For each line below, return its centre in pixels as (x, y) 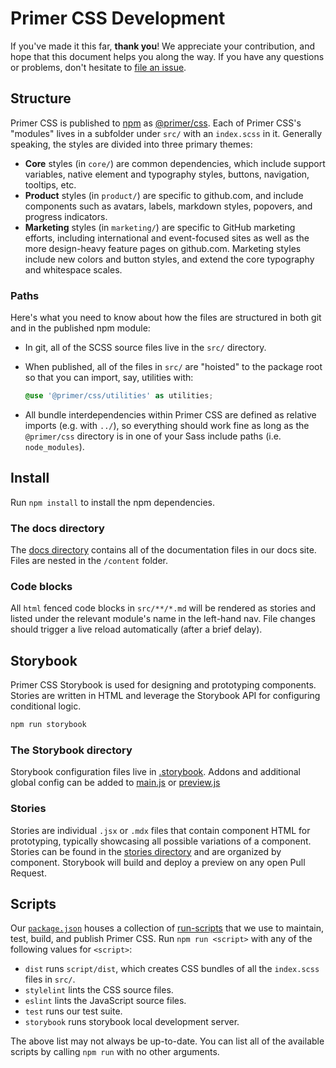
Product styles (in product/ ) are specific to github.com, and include (164, 195)
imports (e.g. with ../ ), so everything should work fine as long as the (167, 425)
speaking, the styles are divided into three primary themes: (131, 144)
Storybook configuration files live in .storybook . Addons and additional (155, 772)
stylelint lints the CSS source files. (99, 990)
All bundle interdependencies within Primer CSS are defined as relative (170, 414)
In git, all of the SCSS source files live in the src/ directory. (145, 348)
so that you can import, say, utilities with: (109, 378)
